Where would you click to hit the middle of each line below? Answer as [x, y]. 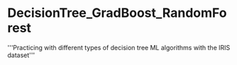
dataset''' [21, 55]
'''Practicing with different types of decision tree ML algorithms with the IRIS [119, 47]
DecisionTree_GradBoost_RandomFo [117, 13]
